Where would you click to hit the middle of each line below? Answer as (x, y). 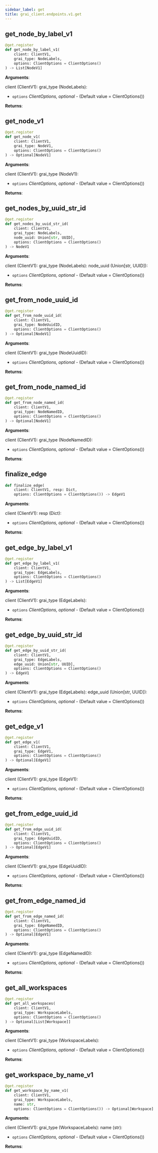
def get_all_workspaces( (30, 1003)
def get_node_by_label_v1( (32, 50)
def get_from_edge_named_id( (35, 916)
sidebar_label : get (25, 10)
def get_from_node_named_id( (35, 403)
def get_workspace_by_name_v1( (37, 1091)
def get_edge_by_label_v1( (32, 563)
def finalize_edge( (25, 485)
